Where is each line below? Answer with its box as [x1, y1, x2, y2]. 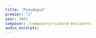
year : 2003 [5, 16, 28, 21]
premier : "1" [5, 12, 33, 17]
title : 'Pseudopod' [5, 7, 46, 12]
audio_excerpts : [5, 26, 39, 31]
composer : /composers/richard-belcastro [5, 21, 91, 26]
